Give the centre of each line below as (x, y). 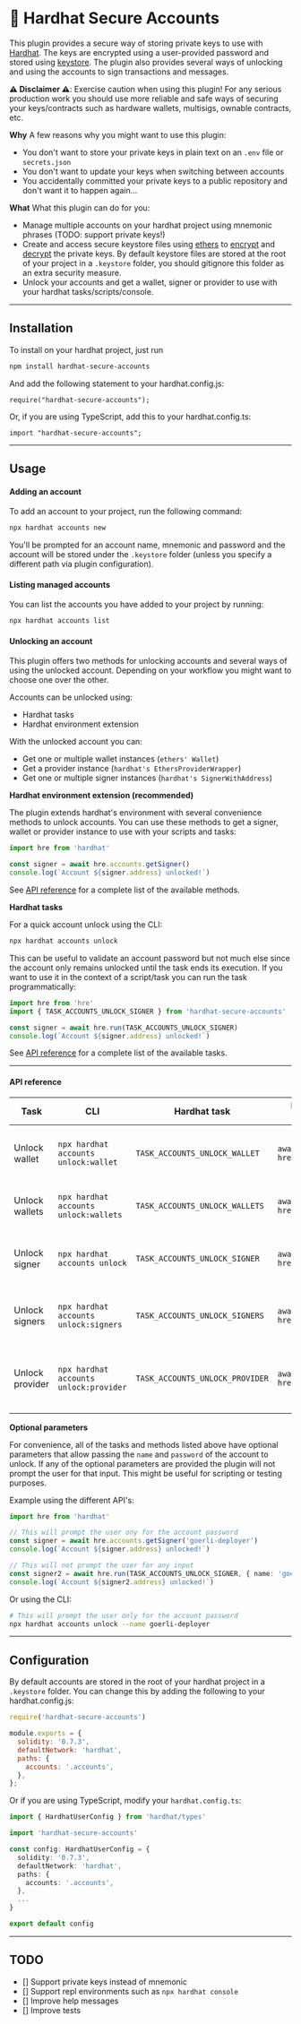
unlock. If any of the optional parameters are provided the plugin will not (142, 1463)
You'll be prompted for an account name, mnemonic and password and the (147, 545)
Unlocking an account (51, 641)
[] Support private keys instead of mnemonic (105, 1981)
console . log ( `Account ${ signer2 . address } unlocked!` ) (112, 1582)
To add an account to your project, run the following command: (126, 512)
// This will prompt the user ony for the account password (124, 1533)
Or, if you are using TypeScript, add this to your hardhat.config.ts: (130, 417)
